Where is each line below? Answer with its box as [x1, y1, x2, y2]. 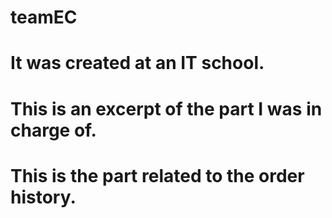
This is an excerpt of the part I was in [10, 97, 323, 120]
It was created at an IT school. [10, 52, 265, 75]
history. [10, 186, 77, 208]
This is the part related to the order [10, 164, 305, 187]
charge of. [10, 119, 97, 141]
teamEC [10, 6, 78, 29]
